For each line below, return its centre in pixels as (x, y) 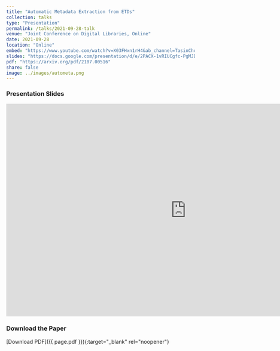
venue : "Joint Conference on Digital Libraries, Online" (79, 34)
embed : (14, 51)
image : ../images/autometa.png (45, 73)
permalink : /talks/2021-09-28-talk (51, 28)
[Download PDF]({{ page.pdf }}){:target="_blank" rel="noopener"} (88, 341)
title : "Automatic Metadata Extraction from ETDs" (71, 12)
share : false (22, 67)
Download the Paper (36, 328)
